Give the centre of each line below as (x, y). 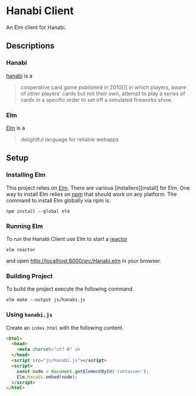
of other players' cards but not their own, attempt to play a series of (103, 94)
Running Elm (24, 226)
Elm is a (16, 128)
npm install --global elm (38, 211)
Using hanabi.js (30, 315)
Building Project (30, 276)
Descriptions (30, 46)
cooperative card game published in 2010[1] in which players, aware (103, 87)
